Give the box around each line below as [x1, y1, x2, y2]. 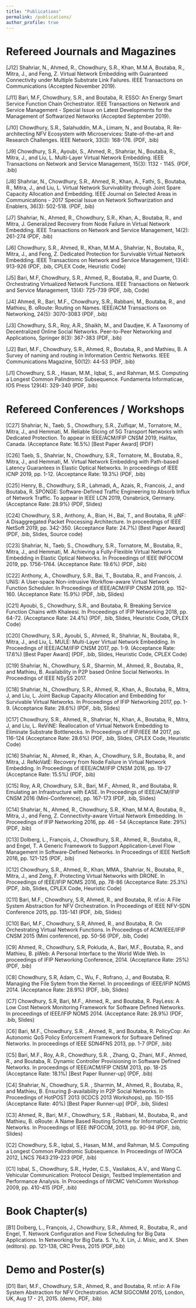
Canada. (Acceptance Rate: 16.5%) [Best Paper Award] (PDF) [6, 441, 154, 448]
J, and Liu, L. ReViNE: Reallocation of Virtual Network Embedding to [6, 722, 169, 730]
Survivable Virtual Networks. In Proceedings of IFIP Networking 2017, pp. [6, 699, 182, 706]
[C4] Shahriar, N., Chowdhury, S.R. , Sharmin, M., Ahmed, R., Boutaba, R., [6, 1082, 183, 1089]
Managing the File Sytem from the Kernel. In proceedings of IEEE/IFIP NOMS [6, 980, 191, 987]
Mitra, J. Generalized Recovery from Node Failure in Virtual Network [6, 220, 170, 227]
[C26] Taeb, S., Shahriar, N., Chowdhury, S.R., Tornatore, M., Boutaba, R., [6, 452, 183, 459]
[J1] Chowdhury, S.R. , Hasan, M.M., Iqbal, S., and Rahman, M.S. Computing [6, 370, 189, 377]
